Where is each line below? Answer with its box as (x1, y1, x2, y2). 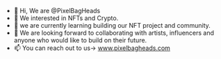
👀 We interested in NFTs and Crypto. (13, 14, 119, 22)
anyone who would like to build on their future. (13, 36, 147, 44)
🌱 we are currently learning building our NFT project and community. (13, 22, 211, 29)
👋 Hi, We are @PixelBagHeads (13, 7, 101, 15)
